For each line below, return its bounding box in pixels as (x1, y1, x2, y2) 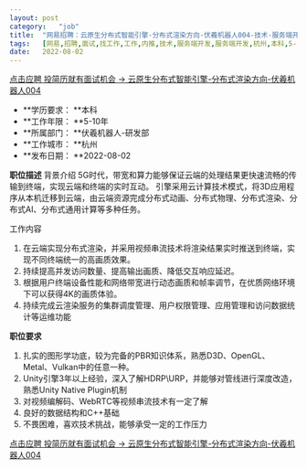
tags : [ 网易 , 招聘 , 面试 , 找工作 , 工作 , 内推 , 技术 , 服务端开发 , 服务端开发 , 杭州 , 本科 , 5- (9, 38, 297, 48)
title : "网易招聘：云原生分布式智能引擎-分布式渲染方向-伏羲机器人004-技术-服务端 (9, 30, 293, 39)
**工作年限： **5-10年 (22, 116, 110, 127)
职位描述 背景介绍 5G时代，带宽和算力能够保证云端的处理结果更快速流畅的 (9, 170, 290, 181)
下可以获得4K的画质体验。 (22, 289, 122, 300)
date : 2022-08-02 (9, 48, 84, 57)
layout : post (9, 13, 59, 23)
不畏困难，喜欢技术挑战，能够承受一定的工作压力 (22, 419, 207, 430)
